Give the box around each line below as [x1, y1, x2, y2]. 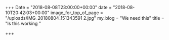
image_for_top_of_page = [50, 10, 104, 16]
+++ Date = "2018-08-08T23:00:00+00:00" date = [5, 5, 112, 10]
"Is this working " [5, 20, 41, 26]
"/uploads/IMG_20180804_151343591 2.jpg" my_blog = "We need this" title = [5, 15, 164, 21]
